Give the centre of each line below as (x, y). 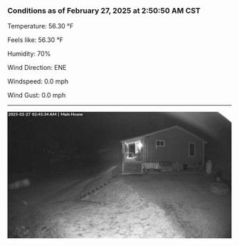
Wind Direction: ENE (37, 68)
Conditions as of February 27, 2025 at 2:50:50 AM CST (104, 11)
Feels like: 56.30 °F (36, 40)
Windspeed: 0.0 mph (38, 81)
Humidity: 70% (29, 54)
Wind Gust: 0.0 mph (37, 96)
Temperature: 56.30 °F (41, 26)
